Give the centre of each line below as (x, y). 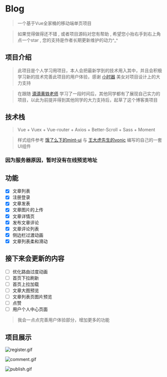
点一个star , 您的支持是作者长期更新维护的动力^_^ (68, 40)
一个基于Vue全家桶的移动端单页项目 (54, 23)
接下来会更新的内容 (35, 259)
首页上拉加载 (25, 284)
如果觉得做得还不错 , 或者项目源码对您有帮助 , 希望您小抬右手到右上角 (89, 34)
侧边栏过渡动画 (28, 235)
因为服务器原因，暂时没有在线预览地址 (51, 160)
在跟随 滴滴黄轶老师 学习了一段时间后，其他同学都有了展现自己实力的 (89, 94)
